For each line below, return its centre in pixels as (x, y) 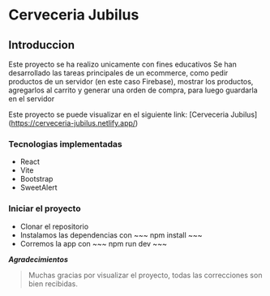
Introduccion (42, 45)
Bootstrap (36, 179)
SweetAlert (39, 187)
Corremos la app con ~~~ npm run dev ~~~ (94, 243)
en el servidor (32, 99)
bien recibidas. (53, 283)
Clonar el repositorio (54, 226)
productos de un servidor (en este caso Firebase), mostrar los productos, (131, 82)
